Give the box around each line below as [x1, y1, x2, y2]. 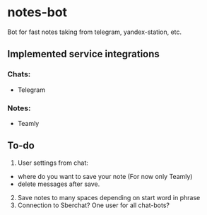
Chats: [7, 69, 31, 79]
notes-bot [7, 4, 68, 21]
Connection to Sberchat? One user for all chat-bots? [17, 201, 170, 209]
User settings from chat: [17, 158, 88, 167]
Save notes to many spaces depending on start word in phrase [17, 193, 201, 202]
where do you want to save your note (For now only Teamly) [17, 172, 193, 180]
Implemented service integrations [7, 48, 160, 60]
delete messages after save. [17, 180, 100, 188]
